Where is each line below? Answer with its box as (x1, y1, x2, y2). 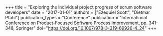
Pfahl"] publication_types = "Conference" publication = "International (5, 15, 148, 20)
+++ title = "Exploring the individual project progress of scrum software (5, 4, 152, 10)
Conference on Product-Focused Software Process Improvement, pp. (5, 20, 148, 26)
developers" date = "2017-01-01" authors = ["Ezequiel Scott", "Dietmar (5, 9, 151, 15)
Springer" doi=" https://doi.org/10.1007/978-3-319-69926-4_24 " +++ (15, 25, 157, 31)
